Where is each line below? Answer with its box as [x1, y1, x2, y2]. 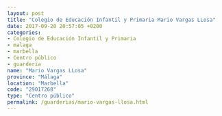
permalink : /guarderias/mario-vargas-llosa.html [7, 99, 149, 106]
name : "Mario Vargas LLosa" [7, 67, 88, 74]
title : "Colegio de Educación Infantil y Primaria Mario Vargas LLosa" [7, 16, 216, 23]
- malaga [7, 42, 32, 48]
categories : [7, 29, 41, 36]
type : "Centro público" [7, 93, 75, 100]
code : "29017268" [7, 86, 57, 93]
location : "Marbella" [7, 80, 69, 87]
